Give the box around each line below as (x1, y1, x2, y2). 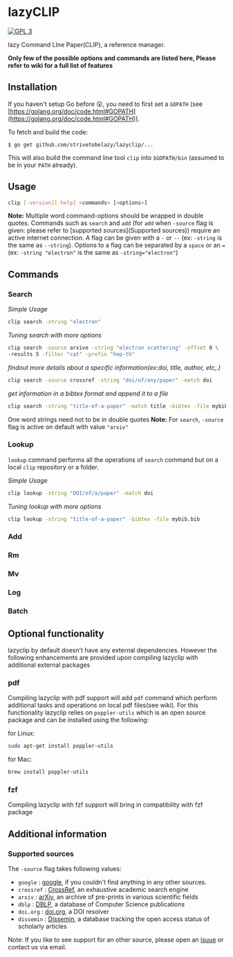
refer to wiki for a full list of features (8, 61, 113, 69)
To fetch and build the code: (8, 127, 88, 136)
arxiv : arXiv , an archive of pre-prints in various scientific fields (17, 893, 199, 901)
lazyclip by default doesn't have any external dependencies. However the (8, 645, 217, 654)
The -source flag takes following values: (8, 865, 122, 873)
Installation (8, 81, 57, 93)
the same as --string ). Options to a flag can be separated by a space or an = (8, 241, 225, 249)
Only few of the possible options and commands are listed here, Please (8, 53, 216, 62)
